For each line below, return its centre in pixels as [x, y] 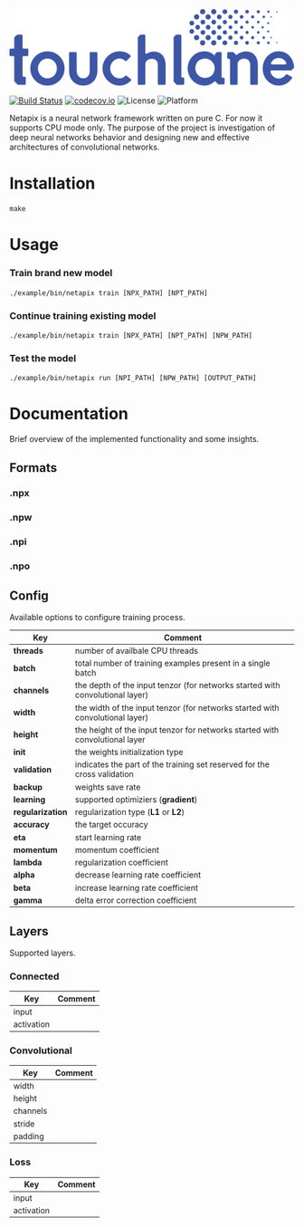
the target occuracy [112, 825]
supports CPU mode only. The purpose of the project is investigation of [142, 128]
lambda [28, 863]
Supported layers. [43, 953]
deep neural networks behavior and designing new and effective [130, 138]
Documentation [69, 414]
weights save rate [108, 787]
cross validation [104, 774]
